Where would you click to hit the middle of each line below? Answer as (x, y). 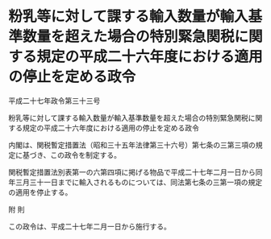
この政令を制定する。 (86, 155)
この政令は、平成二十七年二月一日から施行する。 (90, 226)
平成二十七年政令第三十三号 (54, 101)
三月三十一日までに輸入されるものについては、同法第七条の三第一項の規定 (139, 182)
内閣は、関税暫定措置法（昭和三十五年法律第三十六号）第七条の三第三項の (132, 145)
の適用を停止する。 (40, 192)
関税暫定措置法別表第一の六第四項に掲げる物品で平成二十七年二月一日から (132, 172)
